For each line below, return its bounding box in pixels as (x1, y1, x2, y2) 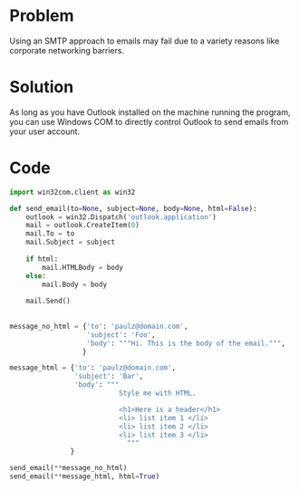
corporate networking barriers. (9, 44, 125, 55)
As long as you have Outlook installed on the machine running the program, (9, 106, 291, 118)
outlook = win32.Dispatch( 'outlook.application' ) (25, 212, 217, 222)
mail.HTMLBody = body (42, 263, 124, 272)
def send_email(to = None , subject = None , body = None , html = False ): (9, 204, 257, 213)
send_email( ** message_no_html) (9, 464, 128, 473)
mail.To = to (25, 229, 75, 238)
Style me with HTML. (119, 389, 197, 399)
